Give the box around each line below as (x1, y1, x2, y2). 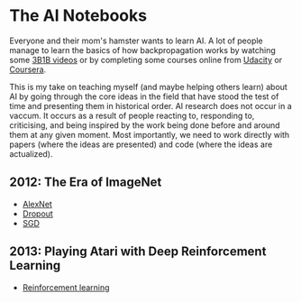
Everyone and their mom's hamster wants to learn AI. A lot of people (9, 35, 263, 46)
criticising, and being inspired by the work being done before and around (9, 119, 281, 131)
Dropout (22, 208, 54, 219)
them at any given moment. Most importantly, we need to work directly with (9, 129, 290, 140)
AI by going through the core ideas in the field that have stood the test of (9, 91, 279, 102)
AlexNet (22, 198, 52, 209)
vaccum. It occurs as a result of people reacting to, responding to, (9, 110, 255, 121)
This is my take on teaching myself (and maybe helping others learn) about (9, 81, 288, 92)
